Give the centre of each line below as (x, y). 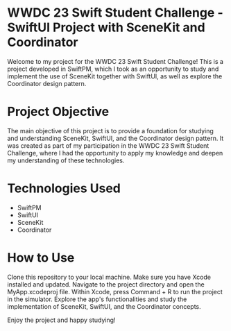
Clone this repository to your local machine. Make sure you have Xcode (109, 277)
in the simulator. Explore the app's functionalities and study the (97, 299)
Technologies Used (64, 188)
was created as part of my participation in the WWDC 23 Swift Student (108, 145)
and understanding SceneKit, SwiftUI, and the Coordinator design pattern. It (115, 138)
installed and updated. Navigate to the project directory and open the (106, 284)
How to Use (41, 257)
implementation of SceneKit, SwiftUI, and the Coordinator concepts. (104, 306)
